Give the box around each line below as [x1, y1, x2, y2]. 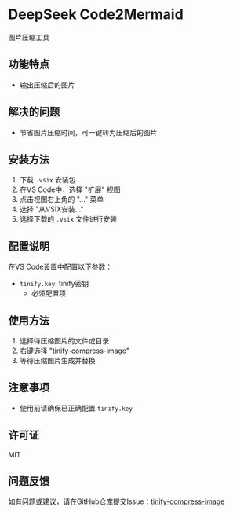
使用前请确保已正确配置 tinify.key [19, 403, 133, 413]
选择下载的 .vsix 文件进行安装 [19, 215, 118, 224]
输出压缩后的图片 [19, 80, 75, 90]
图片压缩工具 [8, 32, 49, 42]
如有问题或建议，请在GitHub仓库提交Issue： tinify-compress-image [8, 497, 225, 506]
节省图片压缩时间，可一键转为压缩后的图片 [19, 127, 158, 137]
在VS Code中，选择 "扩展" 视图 [19, 185, 121, 194]
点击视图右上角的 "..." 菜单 [19, 195, 104, 204]
